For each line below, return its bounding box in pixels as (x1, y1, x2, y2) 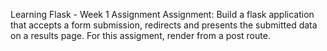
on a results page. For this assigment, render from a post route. (10, 30, 271, 41)
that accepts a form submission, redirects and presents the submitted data (10, 19, 318, 31)
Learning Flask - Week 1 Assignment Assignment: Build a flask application (10, 9, 315, 20)
